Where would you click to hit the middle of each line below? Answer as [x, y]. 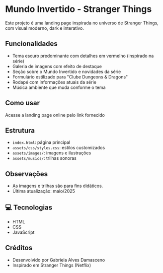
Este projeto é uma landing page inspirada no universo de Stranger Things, [82, 23]
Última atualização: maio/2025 [44, 191]
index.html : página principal [41, 142]
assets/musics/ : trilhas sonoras [44, 158]
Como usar [23, 103]
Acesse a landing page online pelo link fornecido [55, 115]
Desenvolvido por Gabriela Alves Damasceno [59, 260]
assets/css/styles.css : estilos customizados [59, 148]
